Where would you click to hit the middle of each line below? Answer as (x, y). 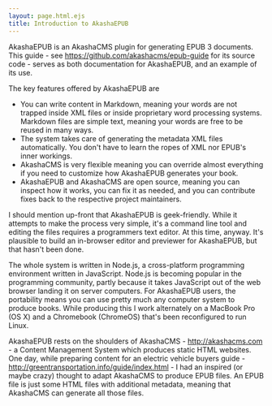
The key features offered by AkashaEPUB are (84, 88)
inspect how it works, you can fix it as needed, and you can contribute (138, 190)
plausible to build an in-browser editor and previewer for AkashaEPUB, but (133, 240)
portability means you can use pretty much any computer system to (122, 299)
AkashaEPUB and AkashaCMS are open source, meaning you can (130, 181)
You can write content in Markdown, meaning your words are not (129, 104)
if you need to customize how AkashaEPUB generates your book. (129, 173)
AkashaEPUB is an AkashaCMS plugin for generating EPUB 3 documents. (131, 46)
